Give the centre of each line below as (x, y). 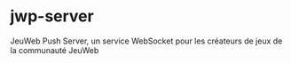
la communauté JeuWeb (55, 50)
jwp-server (52, 16)
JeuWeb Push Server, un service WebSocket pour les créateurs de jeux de (146, 41)
